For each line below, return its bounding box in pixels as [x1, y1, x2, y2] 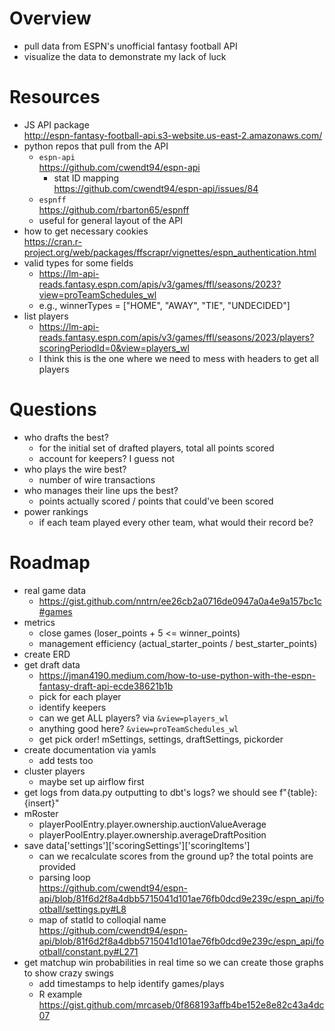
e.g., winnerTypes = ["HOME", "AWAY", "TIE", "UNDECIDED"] [38, 299, 291, 311]
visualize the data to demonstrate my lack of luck [23, 50, 227, 62]
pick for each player [38, 690, 122, 702]
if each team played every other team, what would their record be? [38, 516, 314, 528]
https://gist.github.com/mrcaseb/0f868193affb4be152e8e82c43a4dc [38, 998, 325, 1011]
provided [38, 860, 76, 872]
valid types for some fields [23, 257, 134, 269]
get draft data [23, 658, 81, 671]
